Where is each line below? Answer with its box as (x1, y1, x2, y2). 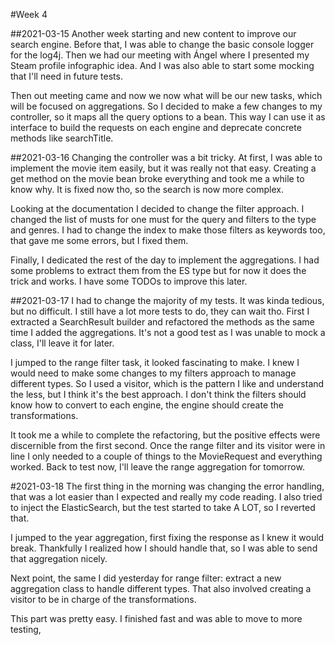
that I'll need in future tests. (10, 70, 123, 82)
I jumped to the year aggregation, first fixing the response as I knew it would (10, 532, 325, 543)
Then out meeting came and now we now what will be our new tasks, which (10, 90, 323, 101)
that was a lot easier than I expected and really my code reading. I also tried (10, 491, 323, 503)
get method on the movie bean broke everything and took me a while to (10, 173, 305, 184)
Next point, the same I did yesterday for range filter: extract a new (10, 572, 282, 584)
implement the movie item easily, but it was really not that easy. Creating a (10, 162, 317, 174)
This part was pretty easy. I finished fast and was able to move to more (10, 613, 303, 624)
